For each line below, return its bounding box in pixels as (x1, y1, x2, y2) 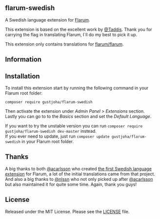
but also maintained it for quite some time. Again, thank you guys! (5, 181, 137, 187)
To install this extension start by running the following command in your (5, 85, 149, 91)
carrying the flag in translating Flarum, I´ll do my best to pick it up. (5, 31, 138, 37)
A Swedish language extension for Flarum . (5, 17, 90, 23)
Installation (5, 72, 40, 80)
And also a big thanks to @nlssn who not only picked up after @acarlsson (5, 176, 153, 182)
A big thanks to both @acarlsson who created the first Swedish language (5, 166, 152, 171)
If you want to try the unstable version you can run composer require (5, 123, 143, 129)
